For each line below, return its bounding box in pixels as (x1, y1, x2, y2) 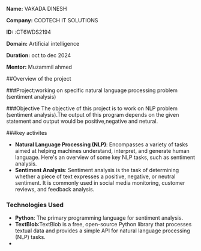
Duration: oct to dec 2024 (6, 52, 71, 59)
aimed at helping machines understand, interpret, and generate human (14, 147, 190, 154)
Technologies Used (6, 200, 64, 209)
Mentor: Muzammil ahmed (6, 63, 72, 70)
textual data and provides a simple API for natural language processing (14, 227, 190, 234)
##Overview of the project (6, 75, 71, 82)
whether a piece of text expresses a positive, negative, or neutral (14, 173, 176, 180)
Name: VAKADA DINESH (6, 5, 67, 12)
